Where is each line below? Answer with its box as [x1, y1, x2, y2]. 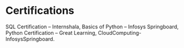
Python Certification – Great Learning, [5, 29, 97, 36]
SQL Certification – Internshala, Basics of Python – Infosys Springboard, [5, 23, 179, 30]
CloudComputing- [98, 29, 142, 36]
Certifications [5, 4, 74, 17]
